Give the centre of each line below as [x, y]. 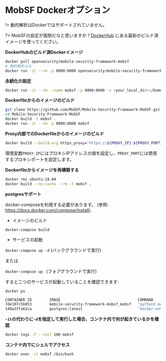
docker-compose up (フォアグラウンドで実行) [51, 271]
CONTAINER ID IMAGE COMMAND [79, 300]
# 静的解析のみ [19, 66]
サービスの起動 [27, 240]
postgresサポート [23, 194]
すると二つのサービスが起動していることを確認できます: [62, 282]
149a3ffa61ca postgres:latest [44, 309]
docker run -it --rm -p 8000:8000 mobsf [47, 124]
